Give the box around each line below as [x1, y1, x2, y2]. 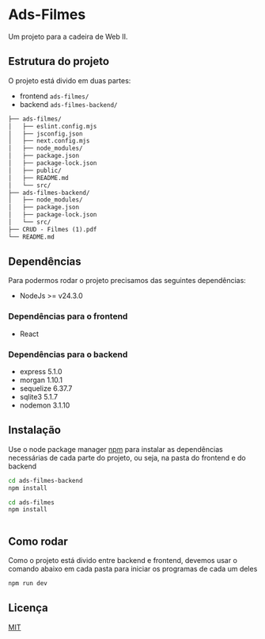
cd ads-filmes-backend [8, 476, 83, 484]
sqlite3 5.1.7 [19, 392, 58, 402]
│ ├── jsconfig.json [8, 129, 83, 138]
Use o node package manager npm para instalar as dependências [8, 444, 223, 453]
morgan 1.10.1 [19, 375, 63, 385]
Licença [8, 601, 49, 615]
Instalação [8, 423, 62, 437]
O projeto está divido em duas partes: [8, 75, 131, 85]
